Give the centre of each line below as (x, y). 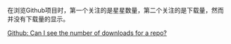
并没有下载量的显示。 (38, 19)
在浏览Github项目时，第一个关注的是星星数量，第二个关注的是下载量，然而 (115, 10)
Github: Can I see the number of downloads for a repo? (87, 33)
